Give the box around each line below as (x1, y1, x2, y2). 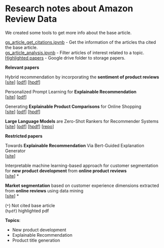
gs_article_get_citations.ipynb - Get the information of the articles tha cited (5, 39, 156, 45)
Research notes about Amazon (5, 3, 134, 14)
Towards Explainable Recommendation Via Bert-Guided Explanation (5, 142, 144, 148)
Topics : (5, 217, 21, 223)
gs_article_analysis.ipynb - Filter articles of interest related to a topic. (5, 50, 144, 56)
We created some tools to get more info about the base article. (5, 30, 132, 35)
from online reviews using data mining (5, 187, 83, 193)
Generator (5, 148, 26, 154)
